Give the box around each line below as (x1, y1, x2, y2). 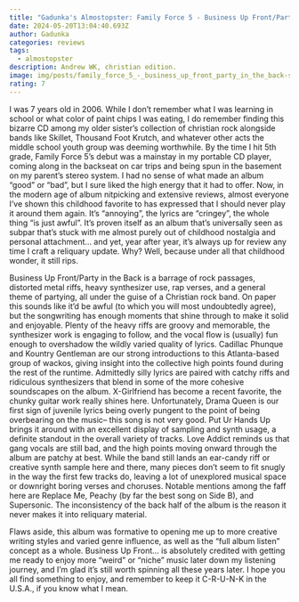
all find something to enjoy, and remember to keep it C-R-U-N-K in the (9, 574, 267, 584)
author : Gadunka (9, 29, 69, 38)
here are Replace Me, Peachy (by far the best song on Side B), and (9, 490, 255, 500)
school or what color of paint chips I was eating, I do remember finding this (9, 113, 285, 124)
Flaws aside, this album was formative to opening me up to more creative (9, 526, 278, 537)
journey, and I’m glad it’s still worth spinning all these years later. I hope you (9, 564, 287, 574)
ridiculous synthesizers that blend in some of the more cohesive (9, 376, 245, 387)
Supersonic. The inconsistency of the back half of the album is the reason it (9, 500, 287, 510)
